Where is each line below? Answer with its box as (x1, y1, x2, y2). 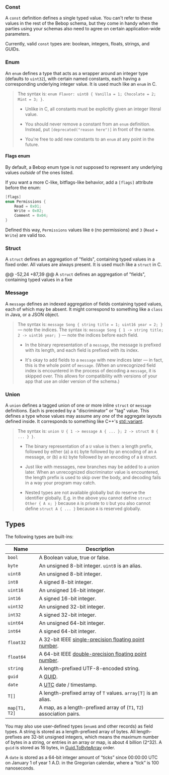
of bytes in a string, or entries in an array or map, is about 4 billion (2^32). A (5, 739, 162, 745)
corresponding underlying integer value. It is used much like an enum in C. (5, 81, 157, 87)
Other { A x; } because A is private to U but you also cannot (25, 500, 151, 506)
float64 (8, 654, 26, 660)
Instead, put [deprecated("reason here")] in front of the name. (25, 126, 155, 132)
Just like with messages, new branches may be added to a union (25, 464, 159, 470)
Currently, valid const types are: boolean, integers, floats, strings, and (5, 41, 150, 47)
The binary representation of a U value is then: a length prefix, (25, 443, 153, 449)
